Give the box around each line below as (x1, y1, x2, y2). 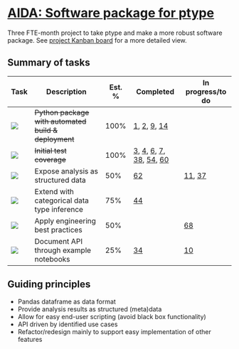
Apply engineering (34, 215, 96, 225)
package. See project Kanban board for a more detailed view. (7, 36, 187, 44)
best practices (34, 225, 83, 235)
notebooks (34, 254, 70, 264)
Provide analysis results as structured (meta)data (17, 304, 162, 313)
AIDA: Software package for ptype (7, 5, 215, 21)
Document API (34, 236, 83, 246)
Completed (136, 87, 174, 97)
